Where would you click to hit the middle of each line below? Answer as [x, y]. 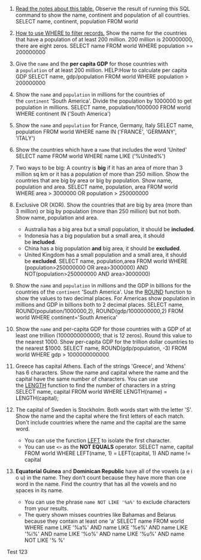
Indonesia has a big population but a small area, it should [95, 236]
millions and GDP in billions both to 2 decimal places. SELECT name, [100, 305]
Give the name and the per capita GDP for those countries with [92, 64]
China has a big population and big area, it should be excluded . [103, 248]
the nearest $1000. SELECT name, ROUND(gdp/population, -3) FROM [101, 348]
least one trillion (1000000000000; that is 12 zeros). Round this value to [103, 335]
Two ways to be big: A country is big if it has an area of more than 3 [99, 168]
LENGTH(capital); [37, 398]
